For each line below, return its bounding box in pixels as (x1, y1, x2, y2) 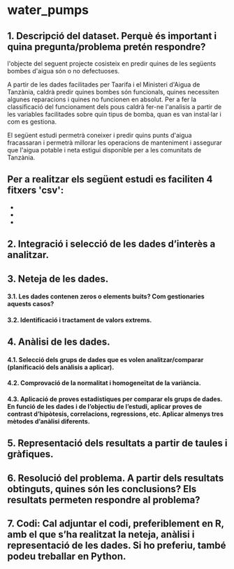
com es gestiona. (7, 117, 57, 126)
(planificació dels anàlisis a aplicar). (7, 363, 115, 371)
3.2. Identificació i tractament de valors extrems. (7, 315, 152, 324)
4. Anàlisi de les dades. (7, 336, 110, 348)
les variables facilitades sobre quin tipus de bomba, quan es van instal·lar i (7, 110, 221, 118)
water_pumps (7, 2, 89, 18)
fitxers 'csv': (7, 185, 64, 196)
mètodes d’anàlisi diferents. (7, 417, 91, 425)
